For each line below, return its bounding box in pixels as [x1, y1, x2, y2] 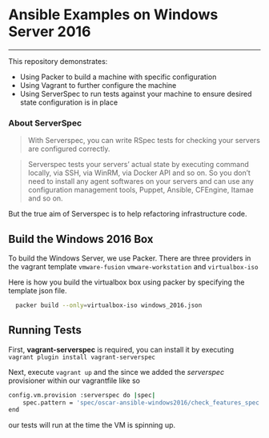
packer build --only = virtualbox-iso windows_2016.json [15, 301, 203, 309]
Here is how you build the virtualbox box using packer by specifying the [8, 277, 245, 287]
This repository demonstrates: [8, 56, 108, 66]
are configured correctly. [27, 144, 110, 153]
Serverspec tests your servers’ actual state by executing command [27, 160, 250, 169]
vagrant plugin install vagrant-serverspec [8, 353, 156, 361]
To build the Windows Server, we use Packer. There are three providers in [8, 253, 251, 263]
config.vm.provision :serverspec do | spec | [8, 391, 156, 399]
